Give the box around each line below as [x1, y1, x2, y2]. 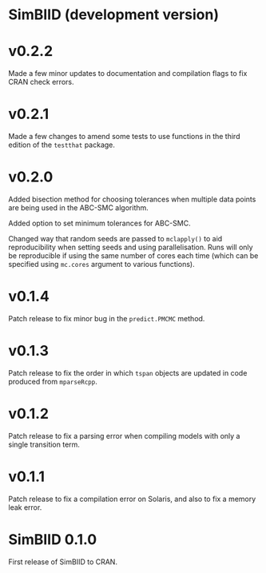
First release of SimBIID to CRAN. [8, 557, 118, 567]
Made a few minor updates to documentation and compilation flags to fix [8, 69, 248, 78]
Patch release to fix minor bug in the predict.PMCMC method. [8, 313, 205, 323]
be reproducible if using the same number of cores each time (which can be [8, 251, 259, 261]
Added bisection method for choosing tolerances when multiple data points [8, 194, 256, 204]
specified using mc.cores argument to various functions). [8, 260, 195, 269]
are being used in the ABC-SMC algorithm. [8, 203, 149, 213]
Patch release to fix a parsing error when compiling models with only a [8, 431, 240, 440]
